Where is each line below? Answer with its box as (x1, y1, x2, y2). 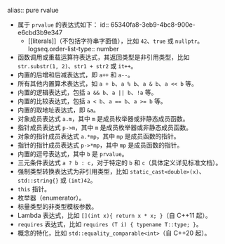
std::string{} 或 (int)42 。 (17, 176, 97, 184)
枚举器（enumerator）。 (17, 193, 86, 202)
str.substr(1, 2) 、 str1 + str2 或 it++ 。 (17, 62, 137, 70)
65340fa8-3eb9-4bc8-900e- (110, 20, 196, 29)
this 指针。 (17, 185, 51, 193)
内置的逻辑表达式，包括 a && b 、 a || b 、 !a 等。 (17, 88, 158, 96)
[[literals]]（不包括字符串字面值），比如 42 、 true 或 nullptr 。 (27, 37, 204, 45)
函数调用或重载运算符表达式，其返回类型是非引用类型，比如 (17, 53, 190, 61)
